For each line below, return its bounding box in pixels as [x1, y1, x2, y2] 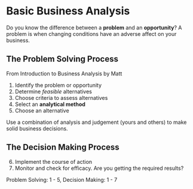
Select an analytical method [14, 100, 85, 108]
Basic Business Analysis [6, 4, 130, 18]
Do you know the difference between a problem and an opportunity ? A [6, 24, 182, 31]
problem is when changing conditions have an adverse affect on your [6, 30, 177, 37]
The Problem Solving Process [6, 54, 118, 64]
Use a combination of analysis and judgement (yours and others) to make [6, 118, 187, 126]
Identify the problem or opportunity [14, 81, 102, 89]
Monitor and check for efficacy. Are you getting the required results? [14, 164, 184, 172]
